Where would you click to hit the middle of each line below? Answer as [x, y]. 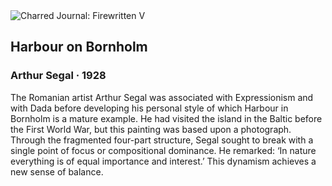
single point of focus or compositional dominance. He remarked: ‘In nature [163, 150]
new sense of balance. [57, 171]
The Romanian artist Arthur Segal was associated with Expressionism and [162, 97]
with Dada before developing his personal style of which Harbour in [149, 108]
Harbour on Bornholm [79, 47]
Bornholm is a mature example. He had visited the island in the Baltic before [166, 118]
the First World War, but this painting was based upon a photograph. [151, 129]
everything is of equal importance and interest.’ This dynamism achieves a [163, 161]
